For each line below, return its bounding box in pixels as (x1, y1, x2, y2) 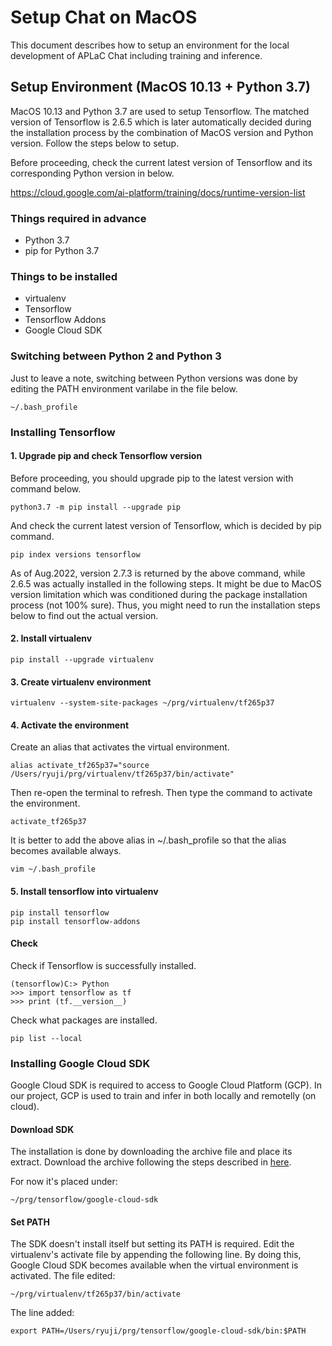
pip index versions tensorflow (10, 549, 141, 560)
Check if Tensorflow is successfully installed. (10, 959, 197, 971)
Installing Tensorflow (10, 425, 116, 439)
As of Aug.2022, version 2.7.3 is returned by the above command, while (10, 567, 306, 579)
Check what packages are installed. (10, 1014, 158, 1026)
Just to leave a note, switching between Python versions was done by (10, 372, 298, 384)
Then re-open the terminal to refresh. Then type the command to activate (10, 787, 313, 799)
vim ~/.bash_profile (10, 864, 97, 875)
